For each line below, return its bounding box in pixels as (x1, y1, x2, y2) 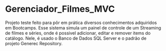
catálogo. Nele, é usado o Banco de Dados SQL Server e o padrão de (5, 35, 147, 41)
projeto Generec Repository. (5, 40, 63, 46)
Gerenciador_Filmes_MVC (5, 3, 115, 15)
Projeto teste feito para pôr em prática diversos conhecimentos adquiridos (5, 20, 157, 25)
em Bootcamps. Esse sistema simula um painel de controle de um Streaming (5, 25, 162, 30)
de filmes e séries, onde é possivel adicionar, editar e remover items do (5, 30, 151, 36)
